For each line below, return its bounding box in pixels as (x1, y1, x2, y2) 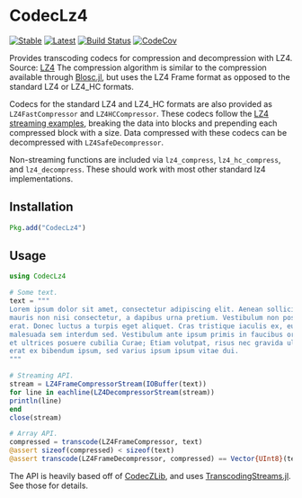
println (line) (9, 396, 63, 405)
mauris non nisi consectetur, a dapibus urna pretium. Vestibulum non (9, 313, 280, 322)
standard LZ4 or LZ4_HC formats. (9, 81, 135, 92)
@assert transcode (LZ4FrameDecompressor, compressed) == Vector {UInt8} (9, 455, 283, 464)
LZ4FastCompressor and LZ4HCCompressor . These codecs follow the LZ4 (9, 108, 270, 119)
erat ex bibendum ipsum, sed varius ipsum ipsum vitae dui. (9, 347, 240, 356)
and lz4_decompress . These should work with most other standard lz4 (9, 164, 266, 174)
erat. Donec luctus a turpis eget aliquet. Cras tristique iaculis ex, (9, 321, 283, 331)
